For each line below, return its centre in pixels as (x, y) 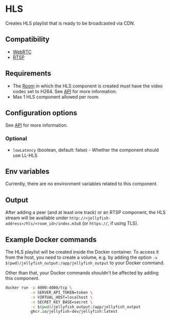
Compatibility (27, 39)
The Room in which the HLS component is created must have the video (88, 86)
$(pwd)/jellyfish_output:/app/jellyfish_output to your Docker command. (85, 263)
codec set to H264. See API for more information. (65, 91)
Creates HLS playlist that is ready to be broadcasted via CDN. (70, 23)
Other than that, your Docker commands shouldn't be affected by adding (82, 273)
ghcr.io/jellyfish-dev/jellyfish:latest (74, 312)
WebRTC (22, 51)
